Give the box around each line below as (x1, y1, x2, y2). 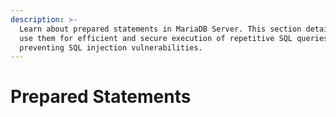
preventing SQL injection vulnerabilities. (19, 42, 203, 53)
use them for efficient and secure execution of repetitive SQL (19, 33, 293, 43)
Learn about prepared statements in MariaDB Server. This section (19, 24, 302, 34)
